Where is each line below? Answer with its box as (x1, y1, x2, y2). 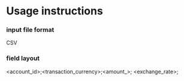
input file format (6, 26, 55, 34)
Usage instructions (6, 4, 103, 18)
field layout (6, 54, 40, 62)
